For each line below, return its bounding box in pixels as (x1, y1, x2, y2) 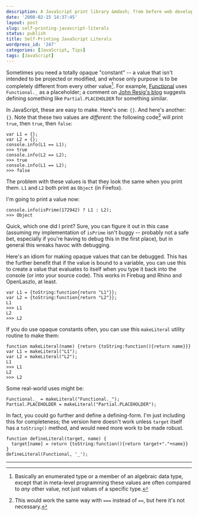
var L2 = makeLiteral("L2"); (6, 353, 78, 359)
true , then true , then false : (6, 119, 72, 127)
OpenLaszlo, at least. (6, 278, 58, 285)
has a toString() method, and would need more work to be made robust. (6, 424, 184, 431)
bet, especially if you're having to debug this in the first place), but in (6, 235, 173, 242)
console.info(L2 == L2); (6, 152, 67, 158)
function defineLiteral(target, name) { (6, 436, 107, 442)
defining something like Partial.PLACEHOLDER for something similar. (6, 95, 168, 102)
